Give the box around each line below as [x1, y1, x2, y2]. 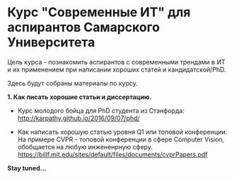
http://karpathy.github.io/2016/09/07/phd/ [17, 114, 140, 122]
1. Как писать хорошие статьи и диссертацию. [7, 93, 152, 101]
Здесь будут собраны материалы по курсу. [7, 79, 138, 87]
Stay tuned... [7, 163, 47, 172]
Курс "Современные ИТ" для [7, 4, 191, 21]
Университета [7, 35, 95, 50]
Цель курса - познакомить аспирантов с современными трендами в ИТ [7, 57, 226, 66]
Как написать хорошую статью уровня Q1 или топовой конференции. [17, 127, 228, 136]
